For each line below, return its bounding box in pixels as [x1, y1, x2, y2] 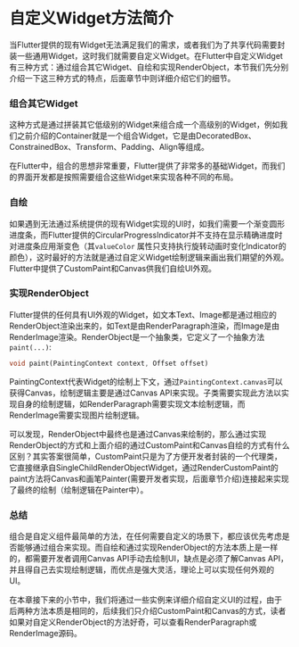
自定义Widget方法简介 [9, 8, 174, 29]
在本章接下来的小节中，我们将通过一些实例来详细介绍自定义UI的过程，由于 [9, 594, 283, 605]
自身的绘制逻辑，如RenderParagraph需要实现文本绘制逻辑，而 [16, 398, 246, 409]
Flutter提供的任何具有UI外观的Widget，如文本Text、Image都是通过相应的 [9, 309, 278, 319]
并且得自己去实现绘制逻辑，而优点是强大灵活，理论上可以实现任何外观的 [9, 564, 274, 575]
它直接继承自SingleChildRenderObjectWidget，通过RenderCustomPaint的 [9, 461, 279, 473]
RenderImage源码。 [9, 628, 83, 638]
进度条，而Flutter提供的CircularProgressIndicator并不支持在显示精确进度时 [9, 229, 283, 240]
